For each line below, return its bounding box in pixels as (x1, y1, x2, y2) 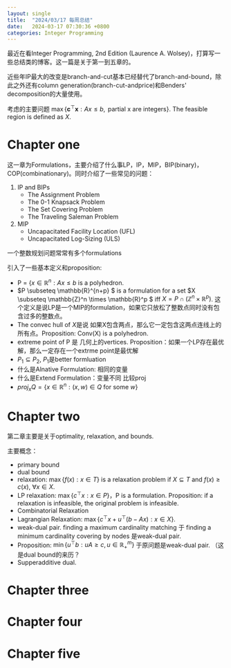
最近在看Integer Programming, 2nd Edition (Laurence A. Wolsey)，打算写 (7, 49, 215, 57)
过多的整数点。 (23, 312, 66, 320)
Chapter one (7, 137, 81, 153)
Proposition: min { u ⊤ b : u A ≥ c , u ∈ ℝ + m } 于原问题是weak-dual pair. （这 (17, 539, 225, 550)
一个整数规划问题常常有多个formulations (7, 248, 122, 257)
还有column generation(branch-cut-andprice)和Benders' (25, 81, 187, 90)
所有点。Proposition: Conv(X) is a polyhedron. (17, 329, 149, 337)
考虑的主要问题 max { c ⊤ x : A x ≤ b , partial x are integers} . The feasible (7, 104, 208, 113)
